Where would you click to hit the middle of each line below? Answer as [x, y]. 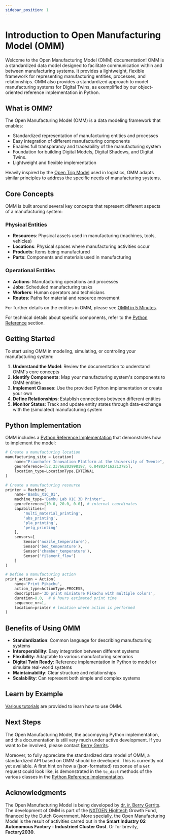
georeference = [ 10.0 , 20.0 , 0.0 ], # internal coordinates [76, 504]
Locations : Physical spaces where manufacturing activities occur [81, 246]
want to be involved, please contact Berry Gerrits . [57, 745]
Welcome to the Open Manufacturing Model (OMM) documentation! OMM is [85, 60]
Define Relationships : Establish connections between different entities [87, 399]
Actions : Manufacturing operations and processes [65, 281]
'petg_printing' [41, 528]
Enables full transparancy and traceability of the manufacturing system [87, 147]
